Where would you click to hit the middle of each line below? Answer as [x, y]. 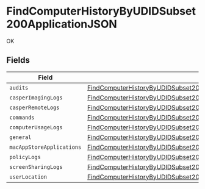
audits [19, 87]
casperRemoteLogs [34, 107]
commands [22, 117]
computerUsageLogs [36, 127]
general [20, 137]
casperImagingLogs [36, 98]
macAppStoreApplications [45, 147]
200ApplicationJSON [62, 24]
